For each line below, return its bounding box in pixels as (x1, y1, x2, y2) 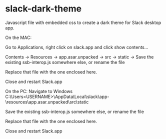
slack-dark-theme (5, 3, 81, 14)
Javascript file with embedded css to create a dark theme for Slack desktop (5, 19, 161, 25)
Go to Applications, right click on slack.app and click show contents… (5, 44, 148, 50)
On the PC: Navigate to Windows (5, 88, 73, 94)
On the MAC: (5, 34, 31, 40)
